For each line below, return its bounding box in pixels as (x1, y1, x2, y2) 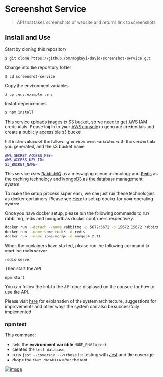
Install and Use (5, 33, 51, 42)
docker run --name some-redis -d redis (5, 229, 86, 234)
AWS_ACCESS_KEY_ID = (5, 157, 45, 163)
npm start (5, 275, 25, 280)
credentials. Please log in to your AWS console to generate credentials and (5, 124, 154, 130)
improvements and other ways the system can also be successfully (5, 304, 140, 310)
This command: (5, 332, 36, 338)
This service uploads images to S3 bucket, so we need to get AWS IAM (5, 119, 147, 125)
